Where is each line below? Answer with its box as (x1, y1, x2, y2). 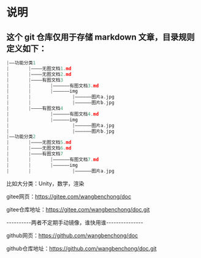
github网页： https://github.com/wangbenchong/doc (6, 232, 138, 239)
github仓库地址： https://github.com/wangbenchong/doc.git (6, 245, 157, 252)
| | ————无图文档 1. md (6, 65, 72, 72)
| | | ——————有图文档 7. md (6, 157, 99, 163)
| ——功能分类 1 (6, 60, 36, 66)
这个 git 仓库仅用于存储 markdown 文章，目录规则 (6, 32, 195, 42)
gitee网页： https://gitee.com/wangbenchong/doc (6, 193, 132, 200)
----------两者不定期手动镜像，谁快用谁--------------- (6, 218, 143, 226)
